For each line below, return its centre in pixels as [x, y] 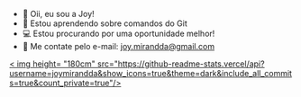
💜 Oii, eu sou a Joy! [58, 14]
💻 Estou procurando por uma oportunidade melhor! [119, 33]
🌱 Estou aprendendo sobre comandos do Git [105, 23]
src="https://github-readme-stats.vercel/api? [181, 64]
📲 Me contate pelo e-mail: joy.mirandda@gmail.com [118, 46]
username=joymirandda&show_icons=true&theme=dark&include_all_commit [151, 73]
